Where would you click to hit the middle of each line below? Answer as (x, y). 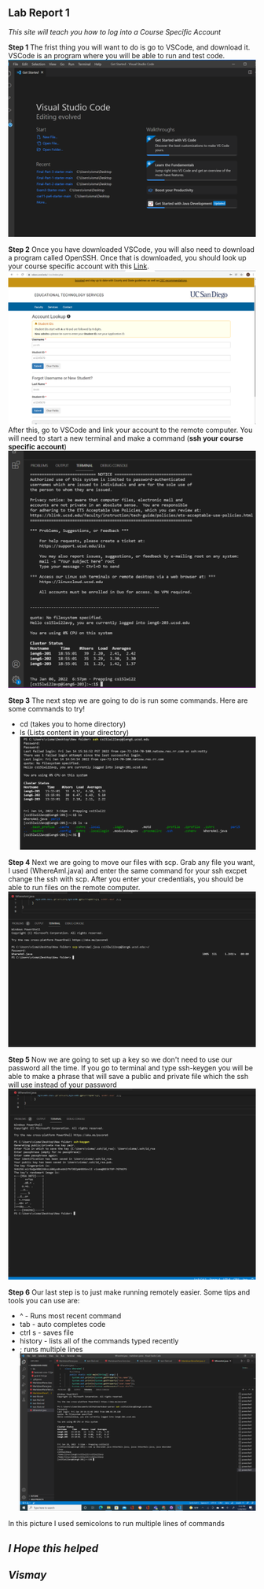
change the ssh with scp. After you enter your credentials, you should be (126, 879)
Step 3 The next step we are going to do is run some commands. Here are (128, 700)
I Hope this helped (53, 1548)
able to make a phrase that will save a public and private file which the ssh (128, 1076)
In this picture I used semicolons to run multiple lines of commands (117, 1524)
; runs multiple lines (51, 1350)
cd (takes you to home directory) (73, 724)
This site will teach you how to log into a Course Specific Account (115, 31)
